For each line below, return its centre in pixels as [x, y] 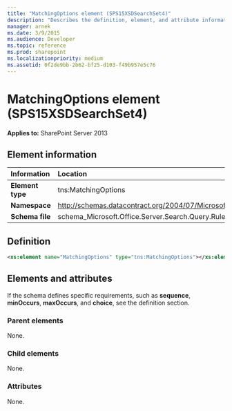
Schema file [31, 217]
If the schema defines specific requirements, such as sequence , [99, 295]
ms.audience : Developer [41, 39]
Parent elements [35, 321]
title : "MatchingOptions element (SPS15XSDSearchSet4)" [89, 13]
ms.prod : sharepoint [37, 52]
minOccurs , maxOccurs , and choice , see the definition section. [98, 303]
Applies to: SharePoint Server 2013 [58, 133]
